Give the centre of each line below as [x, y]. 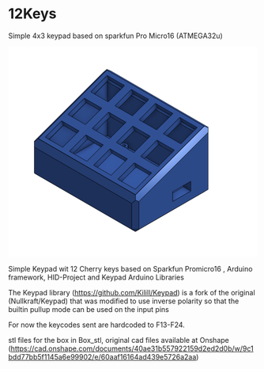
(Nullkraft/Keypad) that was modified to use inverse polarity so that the [124, 301]
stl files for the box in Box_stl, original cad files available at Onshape [119, 340]
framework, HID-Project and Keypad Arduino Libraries [96, 277]
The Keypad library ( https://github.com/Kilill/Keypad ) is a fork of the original [132, 293]
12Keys [32, 14]
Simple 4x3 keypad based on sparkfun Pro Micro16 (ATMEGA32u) [115, 36]
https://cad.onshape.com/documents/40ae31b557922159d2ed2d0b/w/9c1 [132, 348]
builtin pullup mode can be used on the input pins [89, 310]
